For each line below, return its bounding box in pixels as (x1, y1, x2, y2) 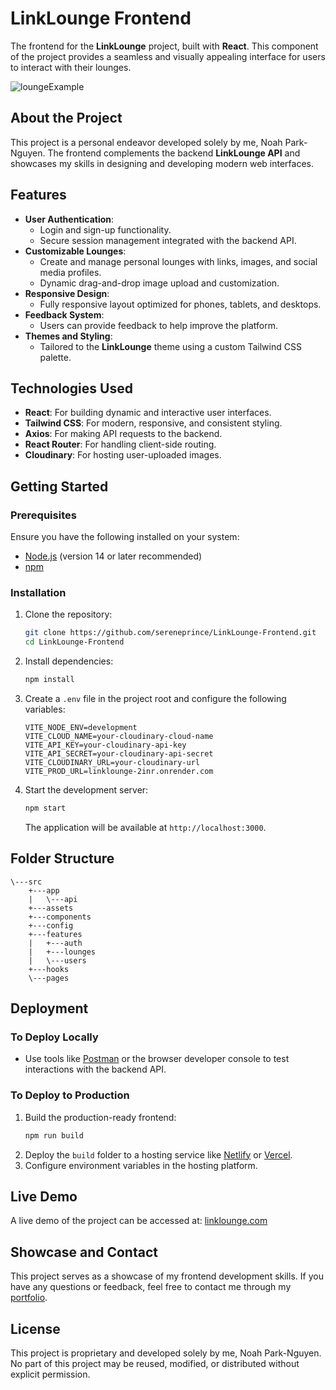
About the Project (10, 110, 123, 127)
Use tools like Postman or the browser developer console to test (24, 1053, 290, 1065)
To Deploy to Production (10, 1088, 130, 1102)
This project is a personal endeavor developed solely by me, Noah (10, 136, 283, 148)
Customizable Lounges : (24, 245, 127, 257)
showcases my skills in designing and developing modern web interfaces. (10, 157, 315, 169)
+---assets (28, 903, 74, 913)
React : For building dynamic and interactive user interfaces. (24, 407, 272, 419)
